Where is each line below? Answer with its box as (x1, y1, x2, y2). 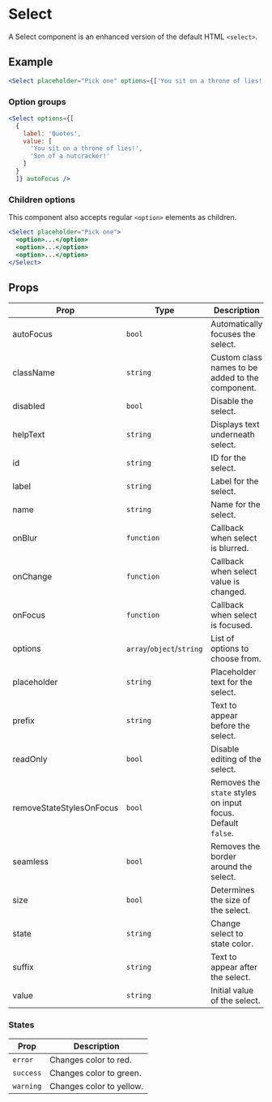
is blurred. (210, 543, 249, 554)
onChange (12, 571, 53, 583)
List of (210, 633, 235, 644)
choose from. (210, 653, 261, 665)
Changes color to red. (49, 1054, 132, 1065)
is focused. (210, 620, 253, 631)
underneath (210, 429, 255, 441)
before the (210, 720, 251, 731)
